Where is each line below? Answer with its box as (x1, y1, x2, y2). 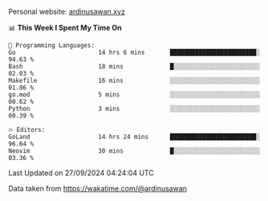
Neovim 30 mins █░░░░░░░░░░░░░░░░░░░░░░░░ (8, 147, 261, 155)
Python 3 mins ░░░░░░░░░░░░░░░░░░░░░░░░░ (8, 105, 261, 113)
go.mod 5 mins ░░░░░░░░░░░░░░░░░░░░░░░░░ (8, 91, 261, 99)
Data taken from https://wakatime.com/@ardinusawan (8, 184, 187, 193)
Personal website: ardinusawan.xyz (8, 7, 126, 16)
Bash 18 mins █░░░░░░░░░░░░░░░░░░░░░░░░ (8, 63, 261, 71)
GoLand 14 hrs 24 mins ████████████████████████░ (8, 133, 261, 141)
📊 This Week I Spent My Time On (8, 23, 122, 32)
